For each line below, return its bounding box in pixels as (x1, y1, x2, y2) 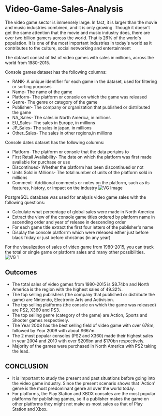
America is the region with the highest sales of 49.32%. (12, 286, 123, 292)
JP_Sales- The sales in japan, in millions (12, 125, 92, 130)
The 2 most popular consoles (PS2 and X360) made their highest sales (12, 333, 153, 338)
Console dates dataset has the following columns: (5, 139, 104, 145)
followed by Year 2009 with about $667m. (12, 327, 96, 333)
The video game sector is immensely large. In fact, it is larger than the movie (5, 19, 157, 25)
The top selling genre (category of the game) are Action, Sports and (12, 312, 147, 318)
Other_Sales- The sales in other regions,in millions (12, 130, 112, 136)
